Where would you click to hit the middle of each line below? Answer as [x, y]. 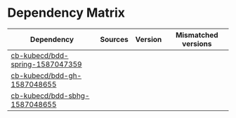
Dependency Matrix [66, 13]
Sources [114, 39]
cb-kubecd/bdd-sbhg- [50, 96]
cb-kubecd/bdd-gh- [46, 75]
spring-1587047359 [46, 64]
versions [197, 43]
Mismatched [197, 35]
